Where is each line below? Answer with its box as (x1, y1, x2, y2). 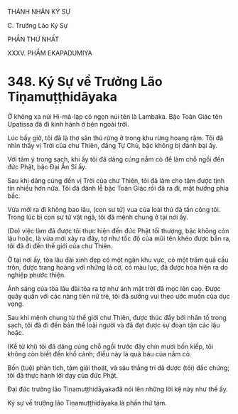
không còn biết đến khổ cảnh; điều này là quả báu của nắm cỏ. (7, 349, 192, 358)
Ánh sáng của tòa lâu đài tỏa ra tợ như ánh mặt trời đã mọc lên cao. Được (7, 284, 222, 292)
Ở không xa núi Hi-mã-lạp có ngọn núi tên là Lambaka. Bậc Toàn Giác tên (7, 112, 222, 121)
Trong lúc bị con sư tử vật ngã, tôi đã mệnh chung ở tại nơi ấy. (7, 213, 188, 221)
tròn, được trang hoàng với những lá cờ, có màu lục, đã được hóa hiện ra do (7, 262, 229, 271)
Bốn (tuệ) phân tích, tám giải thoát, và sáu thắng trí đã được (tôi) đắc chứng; (7, 363, 229, 372)
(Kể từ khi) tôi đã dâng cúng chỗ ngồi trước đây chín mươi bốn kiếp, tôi (7, 342, 214, 351)
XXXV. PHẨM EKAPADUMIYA (7, 49, 92, 57)
